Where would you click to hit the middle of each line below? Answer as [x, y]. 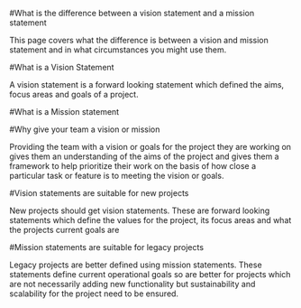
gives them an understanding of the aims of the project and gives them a [144, 156]
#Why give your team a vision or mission [85, 129]
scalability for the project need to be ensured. [94, 294]
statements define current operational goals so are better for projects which [150, 274]
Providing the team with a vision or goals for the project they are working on [150, 147]
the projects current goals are [64, 230]
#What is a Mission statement [64, 112]
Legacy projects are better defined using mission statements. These [136, 265]
